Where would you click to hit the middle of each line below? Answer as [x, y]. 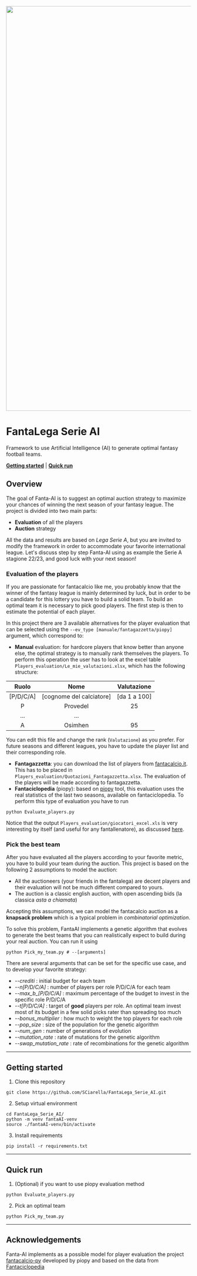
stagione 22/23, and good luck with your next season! [71, 558]
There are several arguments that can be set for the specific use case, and [96, 963]
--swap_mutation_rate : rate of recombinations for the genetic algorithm [102, 1043]
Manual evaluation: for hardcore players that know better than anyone [99, 647]
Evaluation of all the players [49, 522]
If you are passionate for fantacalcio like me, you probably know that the [93, 587]
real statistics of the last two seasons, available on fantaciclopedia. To [99, 795]
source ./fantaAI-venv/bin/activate [51, 1125]
